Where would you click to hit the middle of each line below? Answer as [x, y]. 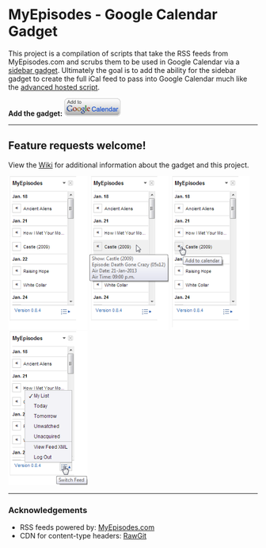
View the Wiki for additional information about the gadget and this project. [129, 165]
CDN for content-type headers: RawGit [83, 536]
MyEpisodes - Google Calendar [113, 15]
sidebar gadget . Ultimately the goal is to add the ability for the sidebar [122, 70]
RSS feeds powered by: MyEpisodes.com [87, 527]
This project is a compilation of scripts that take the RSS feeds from [118, 53]
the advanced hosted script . [54, 87]
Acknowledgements [48, 510]
